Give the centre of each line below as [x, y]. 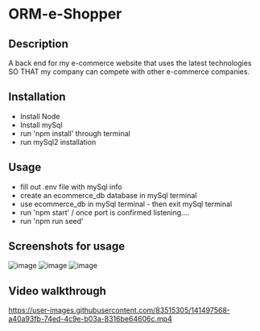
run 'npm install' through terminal [75, 133]
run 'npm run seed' [52, 221]
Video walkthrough [57, 291]
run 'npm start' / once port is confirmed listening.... [105, 212]
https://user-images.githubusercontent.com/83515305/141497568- [120, 310]
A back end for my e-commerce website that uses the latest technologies [130, 63]
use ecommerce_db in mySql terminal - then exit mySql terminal [126, 204]
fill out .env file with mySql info [71, 187]
